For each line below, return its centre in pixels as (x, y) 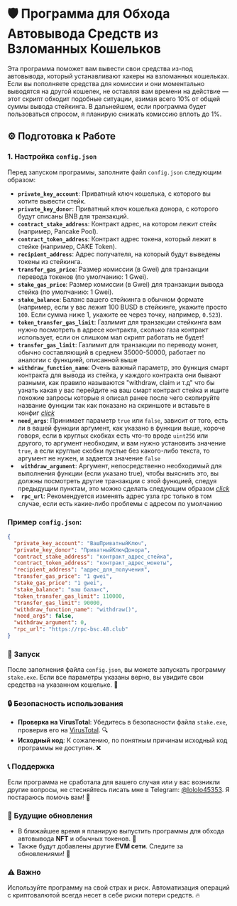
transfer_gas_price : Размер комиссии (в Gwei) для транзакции (113, 269)
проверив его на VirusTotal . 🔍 (63, 729)
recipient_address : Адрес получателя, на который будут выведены (119, 254)
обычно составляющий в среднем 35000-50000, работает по (111, 352)
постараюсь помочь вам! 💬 (49, 797)
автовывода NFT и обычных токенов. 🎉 (77, 839)
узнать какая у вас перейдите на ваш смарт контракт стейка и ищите (123, 390)
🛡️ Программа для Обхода (89, 14)
